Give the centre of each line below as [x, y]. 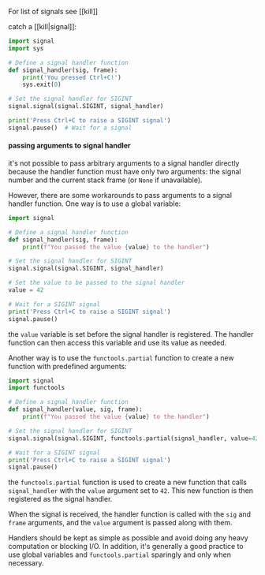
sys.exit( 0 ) [42, 85]
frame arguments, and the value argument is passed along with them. [120, 523]
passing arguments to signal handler [70, 146]
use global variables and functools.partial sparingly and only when [119, 554]
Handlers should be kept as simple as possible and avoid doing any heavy [128, 538]
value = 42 [26, 290]
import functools [37, 388]
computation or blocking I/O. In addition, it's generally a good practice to [126, 547]
